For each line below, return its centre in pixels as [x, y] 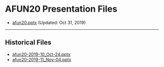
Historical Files [28, 43]
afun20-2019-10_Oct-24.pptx [41, 54]
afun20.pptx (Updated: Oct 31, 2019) [49, 22]
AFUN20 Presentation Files [61, 9]
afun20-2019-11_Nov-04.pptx [42, 59]
